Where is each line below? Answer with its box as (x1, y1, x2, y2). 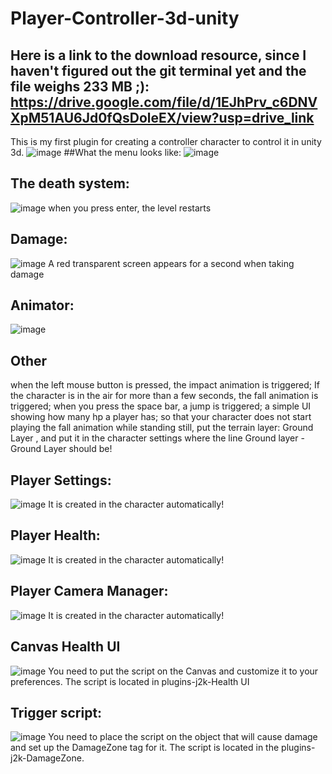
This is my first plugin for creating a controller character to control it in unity (10, 136, 322, 147)
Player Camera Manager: (10, 583, 169, 600)
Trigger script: (10, 704, 103, 721)
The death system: (10, 175, 130, 192)
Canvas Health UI (10, 638, 121, 656)
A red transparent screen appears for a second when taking (48, 257, 295, 269)
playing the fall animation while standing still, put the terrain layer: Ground (10, 422, 314, 434)
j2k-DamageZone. (10, 752, 85, 764)
